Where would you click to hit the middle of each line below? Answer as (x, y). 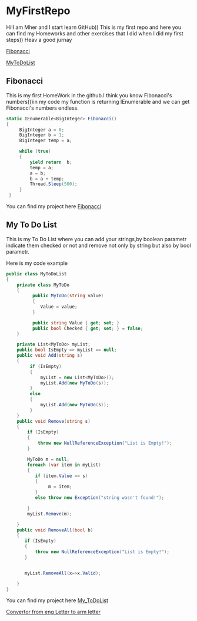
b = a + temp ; (47, 179)
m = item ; (60, 487)
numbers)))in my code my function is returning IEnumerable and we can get (98, 101)
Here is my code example (37, 263)
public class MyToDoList (36, 274)
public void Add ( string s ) (50, 356)
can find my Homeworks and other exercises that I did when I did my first (95, 33)
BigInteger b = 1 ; (42, 135)
